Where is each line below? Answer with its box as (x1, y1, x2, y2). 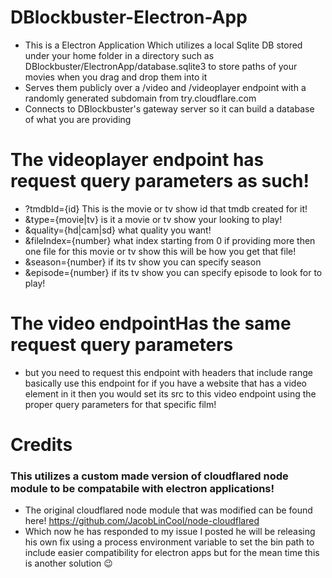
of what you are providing (24, 113, 132, 125)
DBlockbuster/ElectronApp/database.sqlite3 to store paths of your (24, 60, 298, 72)
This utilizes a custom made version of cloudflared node (10, 469, 289, 483)
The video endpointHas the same (10, 312, 292, 335)
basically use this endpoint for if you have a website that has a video (24, 377, 307, 389)
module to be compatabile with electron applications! (10, 481, 275, 495)
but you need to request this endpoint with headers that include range (24, 366, 313, 378)
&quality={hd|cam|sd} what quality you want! (24, 224, 212, 236)
